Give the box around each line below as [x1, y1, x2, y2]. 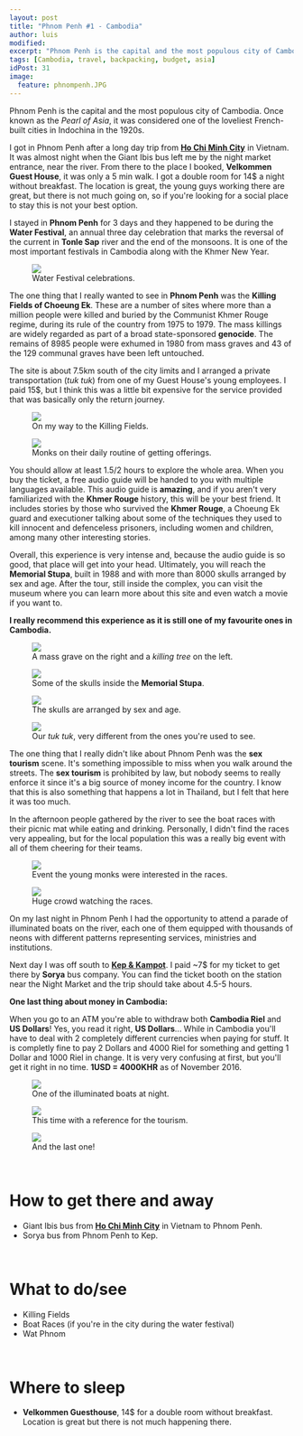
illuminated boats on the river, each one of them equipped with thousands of [9, 923, 293, 934]
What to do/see [9, 1279, 128, 1300]
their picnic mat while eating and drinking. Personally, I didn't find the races [9, 823, 290, 834]
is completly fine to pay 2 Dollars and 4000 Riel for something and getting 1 [9, 1042, 289, 1053]
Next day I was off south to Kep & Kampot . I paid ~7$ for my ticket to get [9, 959, 280, 970]
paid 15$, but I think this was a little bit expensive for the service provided [9, 384, 282, 395]
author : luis [9, 30, 59, 39]
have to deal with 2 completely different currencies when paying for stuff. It [9, 1032, 289, 1044]
